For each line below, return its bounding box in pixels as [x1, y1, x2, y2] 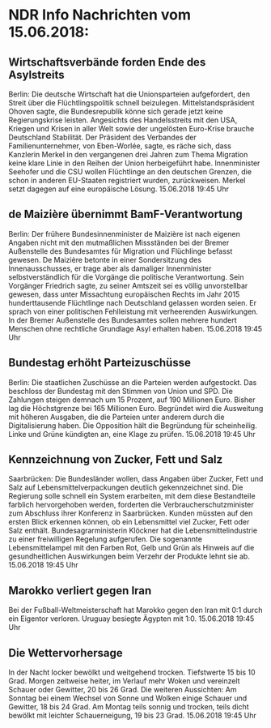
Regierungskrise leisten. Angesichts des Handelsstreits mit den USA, [8, 115, 238, 125]
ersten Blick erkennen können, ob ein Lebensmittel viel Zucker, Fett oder [8, 517, 250, 527]
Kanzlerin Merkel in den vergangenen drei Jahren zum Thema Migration [8, 150, 248, 159]
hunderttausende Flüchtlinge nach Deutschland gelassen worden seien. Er [8, 298, 257, 307]
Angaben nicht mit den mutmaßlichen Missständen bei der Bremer [8, 238, 230, 247]
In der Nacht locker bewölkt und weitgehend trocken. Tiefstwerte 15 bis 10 [8, 667, 256, 678]
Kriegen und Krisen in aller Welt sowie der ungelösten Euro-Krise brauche [8, 124, 255, 133]
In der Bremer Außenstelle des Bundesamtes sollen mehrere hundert [8, 315, 237, 325]
